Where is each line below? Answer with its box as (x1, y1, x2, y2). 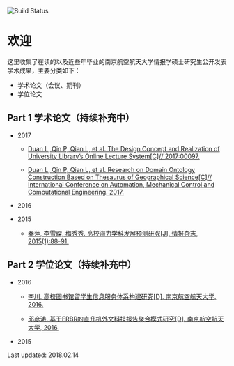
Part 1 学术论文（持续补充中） (7, 112, 135, 124)
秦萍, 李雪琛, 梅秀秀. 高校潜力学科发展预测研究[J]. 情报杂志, (27, 229, 198, 237)
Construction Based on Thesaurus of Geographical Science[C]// (27, 173, 212, 181)
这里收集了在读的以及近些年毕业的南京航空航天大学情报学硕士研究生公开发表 (7, 57, 227, 66)
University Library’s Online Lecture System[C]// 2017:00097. (27, 152, 200, 160)
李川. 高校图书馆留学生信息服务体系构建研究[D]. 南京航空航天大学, (27, 292, 217, 300)
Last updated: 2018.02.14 (7, 351, 79, 359)
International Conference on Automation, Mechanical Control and (27, 180, 215, 188)
